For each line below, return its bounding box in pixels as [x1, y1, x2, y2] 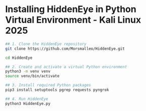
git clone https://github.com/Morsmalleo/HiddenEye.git [5, 46, 125, 51]
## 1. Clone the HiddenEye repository [5, 41, 87, 46]
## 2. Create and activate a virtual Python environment [5, 64, 127, 69]
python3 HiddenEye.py [5, 101, 51, 106]
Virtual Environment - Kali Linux [5, 14, 141, 26]
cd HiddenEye [5, 55, 33, 60]
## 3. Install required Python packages [5, 83, 92, 88]
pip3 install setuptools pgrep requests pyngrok [5, 87, 109, 92]
